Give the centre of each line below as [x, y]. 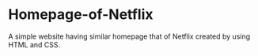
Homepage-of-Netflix [81, 15]
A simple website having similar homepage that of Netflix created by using [129, 36]
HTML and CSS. [34, 44]
